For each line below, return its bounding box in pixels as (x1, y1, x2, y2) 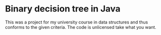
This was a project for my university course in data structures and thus (5, 19, 148, 25)
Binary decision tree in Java (5, 3, 121, 14)
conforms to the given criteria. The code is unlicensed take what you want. (5, 24, 157, 30)
